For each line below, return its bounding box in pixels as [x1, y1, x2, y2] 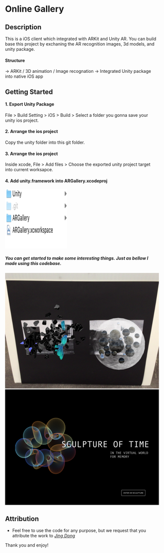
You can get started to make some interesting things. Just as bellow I [5, 255, 148, 261]
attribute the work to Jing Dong [12, 533, 76, 539]
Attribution [5, 514, 39, 523]
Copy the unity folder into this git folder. [5, 139, 85, 145]
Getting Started [5, 88, 53, 96]
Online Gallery [5, 3, 64, 15]
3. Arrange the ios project [5, 151, 58, 156]
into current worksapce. [5, 167, 53, 173]
